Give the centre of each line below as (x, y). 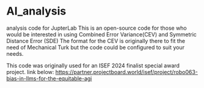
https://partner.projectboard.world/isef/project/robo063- (127, 72)
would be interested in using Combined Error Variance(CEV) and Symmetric (102, 34)
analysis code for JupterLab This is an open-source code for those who (97, 28)
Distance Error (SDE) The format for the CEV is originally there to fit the (96, 41)
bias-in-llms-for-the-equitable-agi (49, 78)
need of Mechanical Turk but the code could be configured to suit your (96, 47)
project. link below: (30, 72)
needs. (15, 53)
